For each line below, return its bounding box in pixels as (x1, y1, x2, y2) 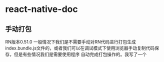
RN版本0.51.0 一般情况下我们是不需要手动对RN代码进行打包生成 (5, 39, 136, 44)
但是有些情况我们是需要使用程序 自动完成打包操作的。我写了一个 (13, 51, 146, 57)
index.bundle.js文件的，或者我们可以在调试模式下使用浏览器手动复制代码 (5, 45, 155, 51)
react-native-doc (5, 3, 78, 15)
